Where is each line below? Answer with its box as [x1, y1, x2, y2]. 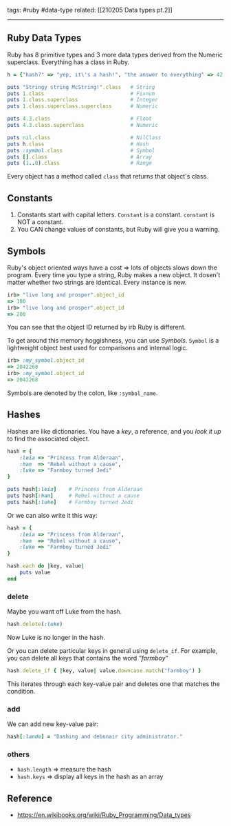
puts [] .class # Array [7, 153, 153, 161]
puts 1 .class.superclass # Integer [7, 97, 158, 103]
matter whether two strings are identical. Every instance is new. [7, 278, 187, 286]
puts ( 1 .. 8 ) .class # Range [7, 160, 153, 167]
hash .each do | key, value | [7, 563, 85, 570]
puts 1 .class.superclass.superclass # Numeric [7, 103, 158, 110]
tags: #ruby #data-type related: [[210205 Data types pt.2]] [7, 6, 173, 14]
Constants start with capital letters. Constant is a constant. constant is [16, 210, 215, 219]
